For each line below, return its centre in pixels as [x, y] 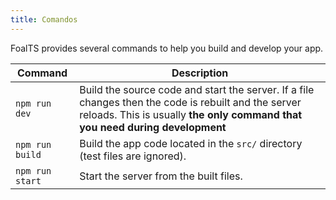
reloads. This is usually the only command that [191, 114]
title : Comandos [44, 19]
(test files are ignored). [133, 156]
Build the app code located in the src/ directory [191, 143]
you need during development [153, 127]
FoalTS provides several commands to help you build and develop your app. [167, 48]
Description [200, 73]
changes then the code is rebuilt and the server [190, 102]
